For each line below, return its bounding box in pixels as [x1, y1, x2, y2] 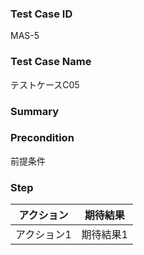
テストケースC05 [10, 78, 80, 91]
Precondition [10, 131, 75, 145]
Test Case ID [10, 7, 73, 21]
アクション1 [15, 228, 72, 242]
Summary [10, 104, 60, 118]
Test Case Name [10, 55, 92, 69]
